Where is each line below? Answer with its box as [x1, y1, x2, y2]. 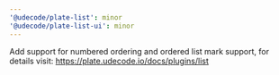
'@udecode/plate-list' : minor [9, 12, 123, 22]
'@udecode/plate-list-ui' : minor [9, 21, 135, 30]
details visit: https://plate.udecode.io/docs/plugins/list [9, 55, 210, 66]
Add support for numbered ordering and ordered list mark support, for [9, 46, 270, 56]
